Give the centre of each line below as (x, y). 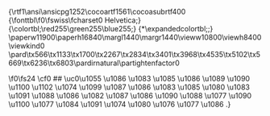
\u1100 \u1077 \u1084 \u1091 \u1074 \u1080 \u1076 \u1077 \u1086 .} (120, 104)
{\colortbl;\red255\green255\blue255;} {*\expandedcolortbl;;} (111, 29)
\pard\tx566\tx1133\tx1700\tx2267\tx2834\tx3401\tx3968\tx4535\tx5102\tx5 (134, 54)
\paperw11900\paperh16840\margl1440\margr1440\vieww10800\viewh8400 (135, 37)
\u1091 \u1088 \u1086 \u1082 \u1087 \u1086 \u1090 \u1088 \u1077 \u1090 (130, 95)
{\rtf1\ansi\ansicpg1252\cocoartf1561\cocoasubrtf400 (97, 12)
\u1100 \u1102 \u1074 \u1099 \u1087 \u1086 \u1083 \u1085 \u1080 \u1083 (129, 87)
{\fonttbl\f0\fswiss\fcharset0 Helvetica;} (75, 20)
